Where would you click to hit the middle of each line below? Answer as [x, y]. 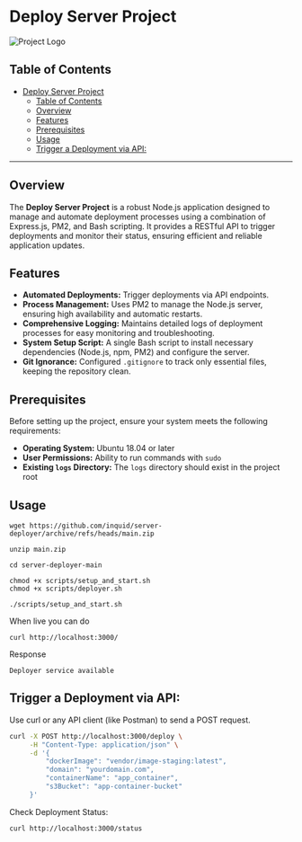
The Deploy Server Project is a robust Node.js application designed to [140, 207]
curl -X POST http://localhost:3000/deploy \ [96, 736]
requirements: [35, 431]
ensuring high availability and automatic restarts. [112, 314]
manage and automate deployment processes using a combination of [138, 217]
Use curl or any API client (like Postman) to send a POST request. [130, 720]
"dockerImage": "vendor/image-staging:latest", [136, 761]
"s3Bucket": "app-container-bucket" [114, 787]
